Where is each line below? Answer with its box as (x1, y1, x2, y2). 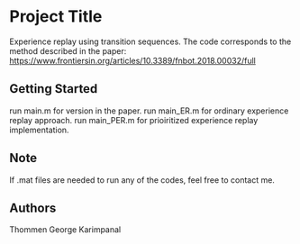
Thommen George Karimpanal (9, 224, 122, 235)
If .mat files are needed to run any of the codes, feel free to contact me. (9, 174, 275, 185)
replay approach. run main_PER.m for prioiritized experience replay (9, 114, 259, 125)
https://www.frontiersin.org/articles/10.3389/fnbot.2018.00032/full (9, 55, 257, 66)
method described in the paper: (9, 45, 127, 56)
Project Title (9, 6, 103, 27)
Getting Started (9, 81, 98, 96)
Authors (9, 200, 57, 215)
